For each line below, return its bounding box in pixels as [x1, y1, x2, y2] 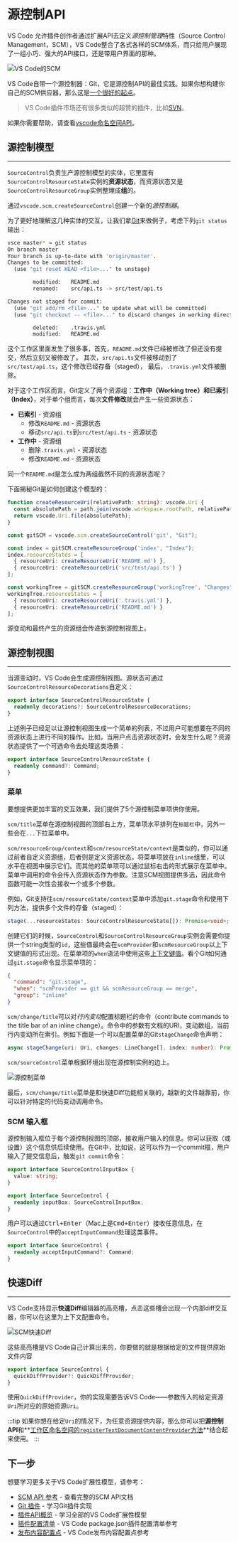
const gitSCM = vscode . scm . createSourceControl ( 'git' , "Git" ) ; [7, 531, 198, 539]
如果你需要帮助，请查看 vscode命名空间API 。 [7, 118, 138, 127]
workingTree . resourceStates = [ [7, 590, 103, 597]
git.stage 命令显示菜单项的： [13, 958, 98, 966]
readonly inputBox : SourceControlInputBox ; [13, 1199, 144, 1206]
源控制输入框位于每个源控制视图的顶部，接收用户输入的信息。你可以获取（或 [7, 1134, 231, 1143]
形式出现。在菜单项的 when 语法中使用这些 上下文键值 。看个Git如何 [31, 949, 221, 957]
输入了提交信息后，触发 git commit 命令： [7, 1152, 126, 1160]
